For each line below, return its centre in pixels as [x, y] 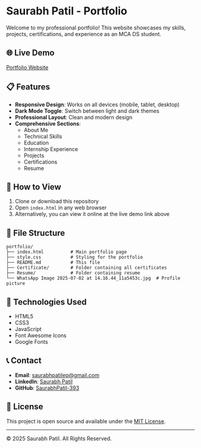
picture [16, 284]
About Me [36, 130]
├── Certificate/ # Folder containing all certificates [87, 268]
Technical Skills [43, 136]
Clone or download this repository [57, 202]
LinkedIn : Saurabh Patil [44, 381]
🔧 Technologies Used [46, 302]
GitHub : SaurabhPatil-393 [47, 387]
